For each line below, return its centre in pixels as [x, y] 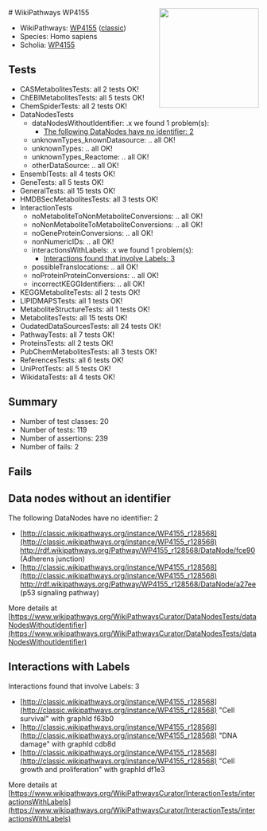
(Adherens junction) [52, 559]
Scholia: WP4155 [47, 45]
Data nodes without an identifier [90, 498]
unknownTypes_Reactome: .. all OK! [90, 157]
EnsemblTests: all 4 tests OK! [68, 174]
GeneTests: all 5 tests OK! [62, 182]
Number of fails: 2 [49, 446]
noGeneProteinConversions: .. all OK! [92, 233]
